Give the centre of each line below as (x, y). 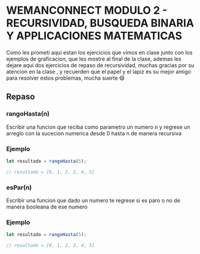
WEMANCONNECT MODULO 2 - (87, 10)
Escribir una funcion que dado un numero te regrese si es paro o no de (93, 200)
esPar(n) (19, 188)
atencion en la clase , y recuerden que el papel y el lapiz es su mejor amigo (99, 71)
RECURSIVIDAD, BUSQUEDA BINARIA (100, 23)
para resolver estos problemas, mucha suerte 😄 (66, 78)
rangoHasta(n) (28, 114)
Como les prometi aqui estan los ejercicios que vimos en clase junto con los (99, 52)
